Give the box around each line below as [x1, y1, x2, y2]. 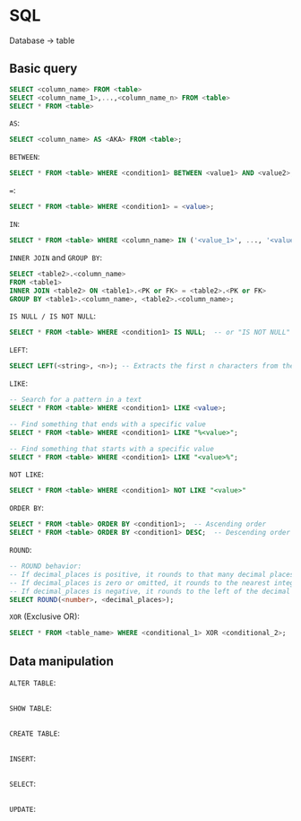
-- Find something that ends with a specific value [9, 419, 206, 429]
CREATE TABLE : [9, 728, 60, 738]
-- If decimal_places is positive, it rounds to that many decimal [9, 570, 267, 579]
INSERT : [9, 753, 36, 764]
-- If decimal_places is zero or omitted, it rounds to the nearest [9, 578, 271, 588]
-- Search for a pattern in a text [9, 396, 142, 405]
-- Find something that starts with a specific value [9, 444, 215, 453]
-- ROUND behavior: [9, 562, 82, 571]
